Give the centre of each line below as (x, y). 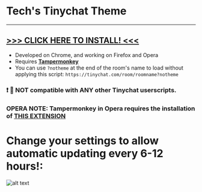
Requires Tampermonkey (47, 61)
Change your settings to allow (83, 141)
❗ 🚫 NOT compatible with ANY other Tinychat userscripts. (91, 90)
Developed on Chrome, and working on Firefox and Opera (87, 55)
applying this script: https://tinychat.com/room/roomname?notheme (96, 74)
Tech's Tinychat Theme (66, 11)
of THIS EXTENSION (36, 116)
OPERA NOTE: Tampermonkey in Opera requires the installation (101, 108)
